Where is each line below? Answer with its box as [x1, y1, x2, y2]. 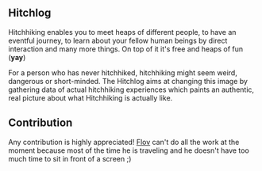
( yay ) [8, 52, 26, 62]
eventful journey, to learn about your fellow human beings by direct [8, 36, 228, 45]
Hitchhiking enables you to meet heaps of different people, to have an [8, 27, 237, 36]
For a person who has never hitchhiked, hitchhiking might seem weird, [8, 67, 238, 78]
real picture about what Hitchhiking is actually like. [8, 93, 173, 102]
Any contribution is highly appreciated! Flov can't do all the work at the [8, 137, 240, 146]
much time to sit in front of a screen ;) [8, 154, 132, 163]
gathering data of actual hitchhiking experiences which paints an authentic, [8, 85, 255, 94]
